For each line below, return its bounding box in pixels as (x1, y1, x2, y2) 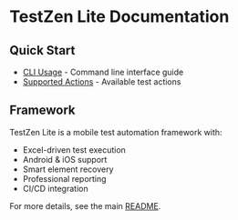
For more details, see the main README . (9, 200, 161, 211)
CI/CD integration (22, 183, 88, 194)
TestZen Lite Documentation (9, 6, 230, 27)
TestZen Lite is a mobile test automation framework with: (9, 126, 222, 137)
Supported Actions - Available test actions (22, 76, 181, 87)
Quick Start (9, 43, 76, 58)
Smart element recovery (22, 164, 114, 175)
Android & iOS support (22, 154, 108, 165)
